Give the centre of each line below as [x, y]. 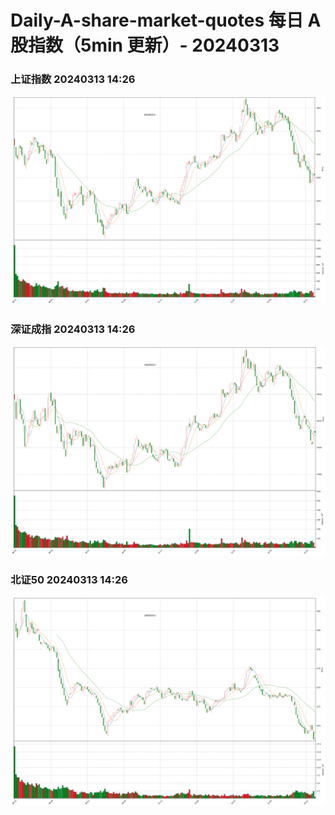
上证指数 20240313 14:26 [73, 79]
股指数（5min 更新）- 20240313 [145, 45]
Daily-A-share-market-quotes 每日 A [166, 20]
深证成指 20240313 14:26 [73, 329]
